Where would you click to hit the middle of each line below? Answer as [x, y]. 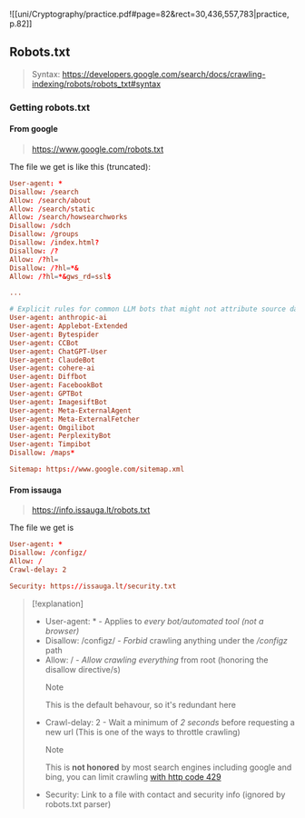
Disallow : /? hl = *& [44, 268]
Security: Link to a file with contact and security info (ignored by [165, 794]
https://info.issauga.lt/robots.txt [91, 510]
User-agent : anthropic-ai [58, 318]
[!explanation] [58, 604]
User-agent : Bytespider [54, 334]
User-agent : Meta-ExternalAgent [70, 410]
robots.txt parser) [78, 803]
